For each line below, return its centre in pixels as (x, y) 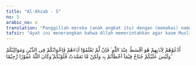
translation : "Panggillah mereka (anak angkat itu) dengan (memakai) (92, 28)
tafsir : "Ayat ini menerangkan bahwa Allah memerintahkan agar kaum (91, 33)
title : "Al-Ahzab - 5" (34, 11)
